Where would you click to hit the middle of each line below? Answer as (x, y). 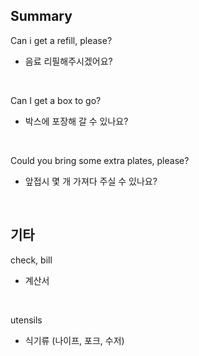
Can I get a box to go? (56, 100)
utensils (26, 320)
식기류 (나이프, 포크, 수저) (74, 340)
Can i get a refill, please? (61, 40)
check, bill (31, 260)
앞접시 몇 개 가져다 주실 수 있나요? (91, 181)
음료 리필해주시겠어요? (68, 61)
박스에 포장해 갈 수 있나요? (76, 121)
